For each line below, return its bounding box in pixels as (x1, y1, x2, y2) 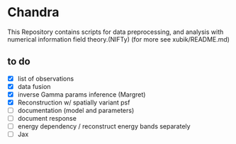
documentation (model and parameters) (17, 107, 135, 114)
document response (17, 114, 77, 123)
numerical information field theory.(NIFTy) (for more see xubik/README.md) (7, 35, 230, 43)
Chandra (7, 4, 60, 20)
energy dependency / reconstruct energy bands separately (17, 122, 191, 131)
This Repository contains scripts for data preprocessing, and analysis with (7, 28, 224, 36)
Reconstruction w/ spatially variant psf (17, 98, 130, 107)
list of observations (17, 74, 74, 83)
